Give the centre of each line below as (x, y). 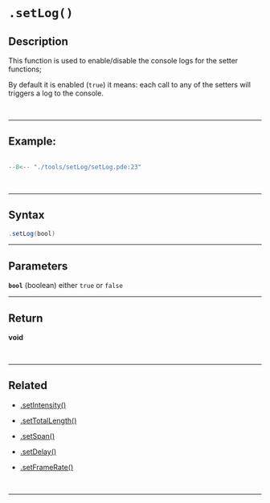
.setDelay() (38, 452)
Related (28, 385)
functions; (25, 69)
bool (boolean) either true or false (65, 286)
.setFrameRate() (47, 467)
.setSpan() (37, 436)
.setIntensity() (43, 405)
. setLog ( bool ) (32, 233)
